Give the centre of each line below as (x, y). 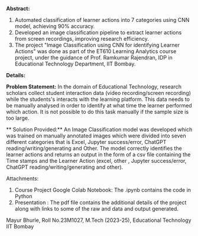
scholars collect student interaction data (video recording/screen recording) (98, 93)
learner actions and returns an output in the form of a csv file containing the (98, 155)
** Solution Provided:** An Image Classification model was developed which (99, 130)
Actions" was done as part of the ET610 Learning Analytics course (95, 51)
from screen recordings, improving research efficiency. (82, 39)
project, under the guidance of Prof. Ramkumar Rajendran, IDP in (93, 58)
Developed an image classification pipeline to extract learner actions (98, 32)
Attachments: (22, 178)
